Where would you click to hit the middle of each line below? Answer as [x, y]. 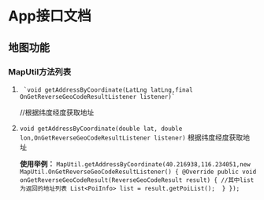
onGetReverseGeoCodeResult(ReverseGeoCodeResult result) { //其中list [137, 180]
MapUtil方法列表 [40, 71]
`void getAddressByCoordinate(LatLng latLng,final [108, 90]
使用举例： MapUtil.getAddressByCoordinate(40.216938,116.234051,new [135, 164]
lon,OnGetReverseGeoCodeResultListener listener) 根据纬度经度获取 [131, 137]
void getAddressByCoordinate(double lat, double [101, 129]
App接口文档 [50, 16]
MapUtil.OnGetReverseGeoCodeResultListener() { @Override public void [138, 172]
